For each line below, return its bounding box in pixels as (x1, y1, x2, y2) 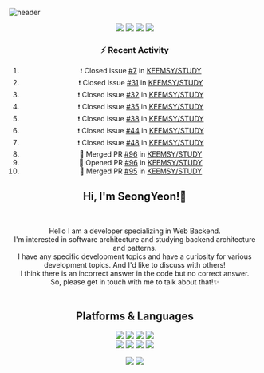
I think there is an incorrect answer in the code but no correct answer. (20, 268, 250, 279)
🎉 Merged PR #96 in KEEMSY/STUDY (79, 149, 203, 159)
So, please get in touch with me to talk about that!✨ (50, 277, 219, 287)
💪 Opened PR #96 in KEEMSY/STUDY (79, 158, 203, 168)
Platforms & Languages (75, 309, 195, 323)
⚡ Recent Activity (100, 44, 170, 55)
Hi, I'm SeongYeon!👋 (83, 189, 187, 203)
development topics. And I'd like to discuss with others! (44, 260, 226, 270)
